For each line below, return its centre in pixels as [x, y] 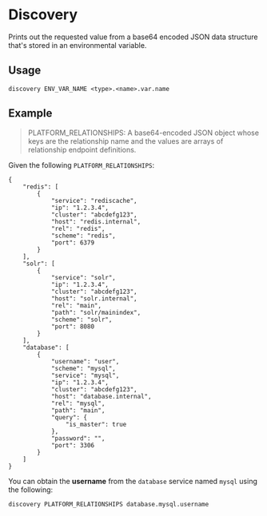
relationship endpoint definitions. [82, 149]
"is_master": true [96, 424]
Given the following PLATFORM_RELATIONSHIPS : [82, 165]
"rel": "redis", [78, 228]
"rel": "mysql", [78, 403]
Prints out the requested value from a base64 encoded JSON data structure [133, 37]
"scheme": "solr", [82, 320]
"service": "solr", [83, 277]
